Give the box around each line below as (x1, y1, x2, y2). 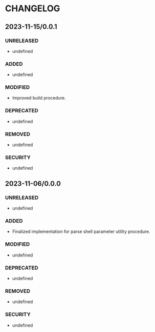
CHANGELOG (5, 3, 60, 14)
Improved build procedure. (12, 95, 66, 101)
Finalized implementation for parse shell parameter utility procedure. (12, 229, 151, 234)
